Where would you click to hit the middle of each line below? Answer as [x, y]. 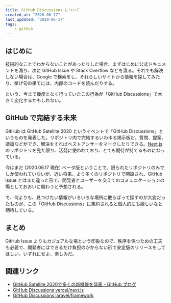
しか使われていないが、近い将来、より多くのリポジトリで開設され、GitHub [84, 174]
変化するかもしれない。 [39, 100]
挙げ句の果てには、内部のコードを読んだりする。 [66, 83]
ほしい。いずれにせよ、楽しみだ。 [41, 254]
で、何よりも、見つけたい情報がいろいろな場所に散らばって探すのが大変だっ [86, 197]
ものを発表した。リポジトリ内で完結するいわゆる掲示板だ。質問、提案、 [90, 137]
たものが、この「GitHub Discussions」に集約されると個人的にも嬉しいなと [84, 204]
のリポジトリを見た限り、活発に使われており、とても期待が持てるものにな [83, 150]
